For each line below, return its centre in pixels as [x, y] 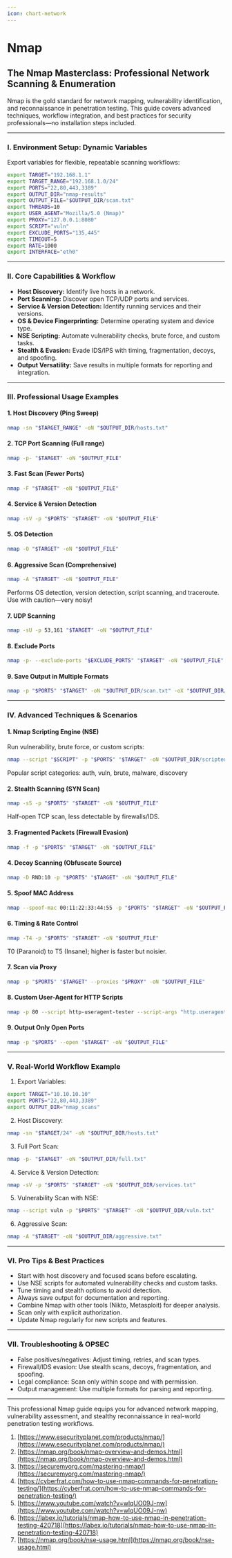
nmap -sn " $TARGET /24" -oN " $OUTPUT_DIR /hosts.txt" [83, 1133]
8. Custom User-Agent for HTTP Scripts [65, 998]
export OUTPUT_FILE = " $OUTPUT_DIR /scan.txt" [71, 201]
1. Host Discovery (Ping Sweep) [53, 413]
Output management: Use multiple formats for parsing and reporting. [115, 1389]
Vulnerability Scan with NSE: [58, 1198]
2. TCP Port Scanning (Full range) [56, 443]
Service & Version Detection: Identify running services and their [109, 306]
